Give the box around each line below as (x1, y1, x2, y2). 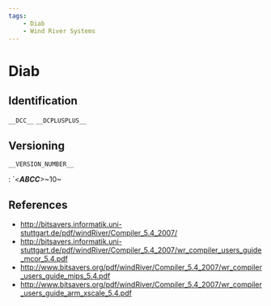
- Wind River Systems (23, 27, 95, 35)
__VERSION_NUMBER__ (8, 160, 74, 168)
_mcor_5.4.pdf (19, 254, 69, 263)
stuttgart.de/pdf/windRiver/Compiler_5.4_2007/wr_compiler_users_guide (19, 245, 262, 255)
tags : (8, 11, 27, 20)
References (8, 198, 68, 211)
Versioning (8, 138, 65, 152)
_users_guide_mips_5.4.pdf (19, 271, 111, 280)
